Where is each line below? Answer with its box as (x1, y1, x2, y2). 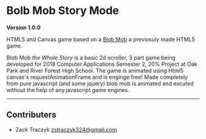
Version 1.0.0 (6, 24, 41, 31)
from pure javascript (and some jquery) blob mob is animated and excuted (6, 80, 194, 87)
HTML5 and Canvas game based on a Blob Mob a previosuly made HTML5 (6, 35, 195, 43)
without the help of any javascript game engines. (6, 86, 130, 93)
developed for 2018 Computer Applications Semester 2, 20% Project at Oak (6, 60, 197, 68)
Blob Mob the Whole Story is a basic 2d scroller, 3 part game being (6, 54, 176, 61)
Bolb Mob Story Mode (6, 4, 120, 18)
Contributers (6, 110, 57, 120)
